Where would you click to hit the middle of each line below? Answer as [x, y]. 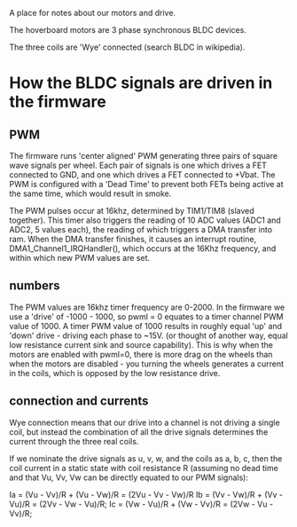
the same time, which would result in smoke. [90, 193]
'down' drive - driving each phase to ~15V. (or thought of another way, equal [148, 335]
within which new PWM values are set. [80, 258]
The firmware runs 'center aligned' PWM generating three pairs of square [143, 156]
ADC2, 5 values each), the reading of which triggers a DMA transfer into [141, 229]
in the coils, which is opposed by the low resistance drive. [115, 373]
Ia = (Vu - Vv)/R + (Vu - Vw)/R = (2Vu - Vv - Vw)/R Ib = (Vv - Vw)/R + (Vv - [146, 494]
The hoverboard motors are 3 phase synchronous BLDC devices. [128, 30]
